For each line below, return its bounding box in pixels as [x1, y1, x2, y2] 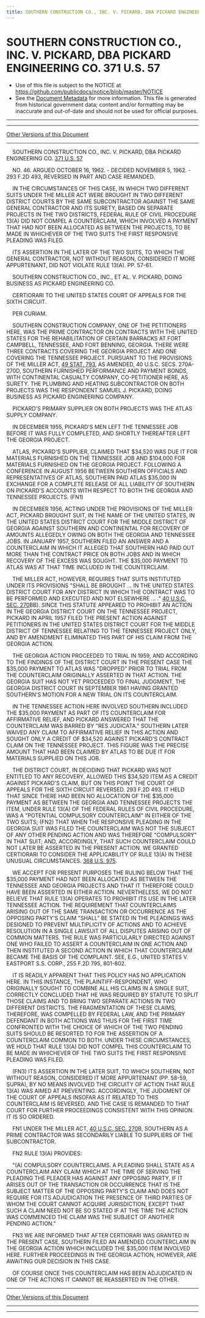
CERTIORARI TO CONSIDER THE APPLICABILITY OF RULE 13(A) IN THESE [6, 851, 193, 858]
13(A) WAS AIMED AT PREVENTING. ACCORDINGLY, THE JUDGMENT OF [6, 1087, 191, 1094]
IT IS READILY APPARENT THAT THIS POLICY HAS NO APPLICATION [12, 971, 186, 979]
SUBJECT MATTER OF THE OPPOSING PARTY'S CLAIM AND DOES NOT [6, 1187, 189, 1195]
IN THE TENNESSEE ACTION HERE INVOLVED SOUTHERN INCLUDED [12, 702, 188, 710]
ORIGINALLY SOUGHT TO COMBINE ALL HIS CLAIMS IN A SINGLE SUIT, [6, 984, 189, 992]
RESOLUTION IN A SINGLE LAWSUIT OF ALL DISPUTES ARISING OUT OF [6, 927, 192, 934]
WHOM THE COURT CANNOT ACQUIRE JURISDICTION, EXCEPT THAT [6, 1200, 185, 1208]
